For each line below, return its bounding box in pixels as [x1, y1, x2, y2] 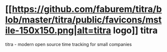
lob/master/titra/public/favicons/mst [5, 14, 162, 25]
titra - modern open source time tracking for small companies [5, 41, 132, 47]
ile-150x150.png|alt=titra [5, 25, 111, 36]
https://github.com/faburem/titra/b [11, 3, 162, 15]
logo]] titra [113, 25, 158, 36]
